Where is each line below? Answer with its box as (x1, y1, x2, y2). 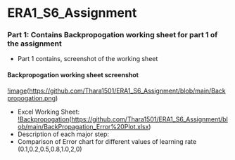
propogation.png (7, 93, 56, 102)
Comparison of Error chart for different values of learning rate (17, 137, 197, 145)
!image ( (7, 86, 30, 95)
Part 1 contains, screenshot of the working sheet (17, 55, 158, 63)
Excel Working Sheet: (17, 107, 80, 116)
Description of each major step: (17, 130, 110, 138)
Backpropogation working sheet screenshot (7, 71, 139, 79)
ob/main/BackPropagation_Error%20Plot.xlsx (17, 122, 149, 131)
